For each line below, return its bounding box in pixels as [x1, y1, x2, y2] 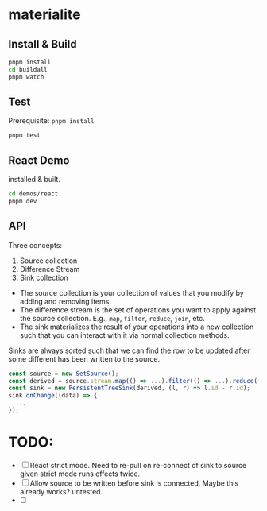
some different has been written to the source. [8, 354, 161, 363]
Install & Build [8, 37, 77, 51]
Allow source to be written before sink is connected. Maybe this [29, 478, 239, 488]
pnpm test [8, 131, 41, 140]
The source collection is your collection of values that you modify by [19, 288, 244, 297]
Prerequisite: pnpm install [8, 116, 95, 126]
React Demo [8, 153, 70, 167]
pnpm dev [8, 197, 37, 205]
